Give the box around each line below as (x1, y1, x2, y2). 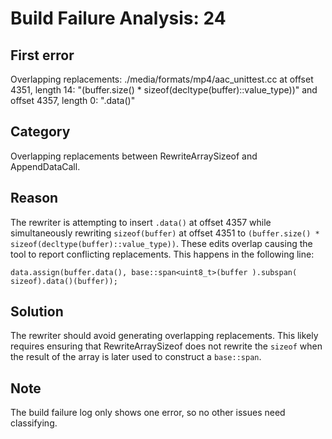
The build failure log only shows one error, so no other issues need (10, 407, 286, 419)
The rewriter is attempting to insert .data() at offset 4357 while (10, 216, 272, 228)
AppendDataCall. (10, 160, 81, 172)
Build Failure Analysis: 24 (10, 7, 227, 30)
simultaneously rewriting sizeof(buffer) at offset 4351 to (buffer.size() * (10, 227, 320, 239)
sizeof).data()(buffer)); (10, 276, 118, 286)
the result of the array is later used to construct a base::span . (10, 351, 262, 363)
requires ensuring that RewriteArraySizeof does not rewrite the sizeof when (10, 340, 323, 352)
